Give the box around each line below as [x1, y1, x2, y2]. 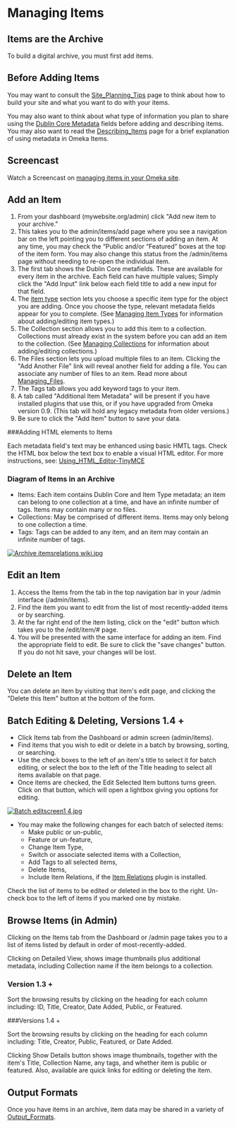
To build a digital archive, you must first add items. [7, 51, 154, 60]
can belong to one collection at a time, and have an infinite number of [17, 498, 220, 506]
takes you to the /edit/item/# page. [17, 625, 118, 634]
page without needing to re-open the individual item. [17, 257, 170, 265]
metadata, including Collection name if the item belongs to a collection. [7, 961, 213, 970]
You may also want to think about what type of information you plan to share [7, 111, 229, 120]
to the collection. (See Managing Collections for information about [17, 339, 209, 348]
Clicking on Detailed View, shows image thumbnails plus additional [7, 954, 201, 963]
